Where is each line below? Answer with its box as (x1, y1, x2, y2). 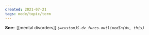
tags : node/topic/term (5, 12, 51, 16)
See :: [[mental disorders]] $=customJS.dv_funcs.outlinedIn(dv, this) (5, 24, 145, 30)
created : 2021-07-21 (5, 7, 47, 12)
